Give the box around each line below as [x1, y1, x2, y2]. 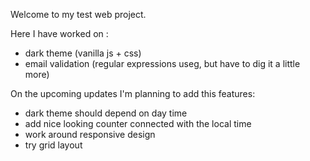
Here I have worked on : [10, 28, 109, 39]
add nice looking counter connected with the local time [24, 118, 252, 129]
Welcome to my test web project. [10, 9, 147, 20]
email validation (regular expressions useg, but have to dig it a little [24, 58, 301, 69]
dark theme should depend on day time [24, 107, 188, 119]
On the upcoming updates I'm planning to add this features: [10, 88, 256, 99]
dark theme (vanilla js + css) [24, 47, 142, 59]
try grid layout [24, 139, 83, 151]
